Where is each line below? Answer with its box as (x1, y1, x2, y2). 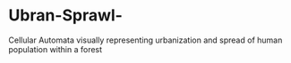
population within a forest (8, 43, 103, 54)
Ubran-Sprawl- (8, 5, 123, 26)
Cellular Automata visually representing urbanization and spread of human (8, 35, 283, 45)
